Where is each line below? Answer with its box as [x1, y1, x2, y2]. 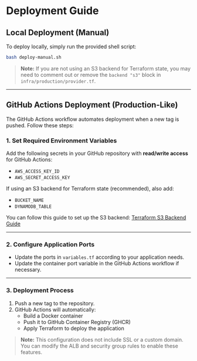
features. [20, 348, 43, 356]
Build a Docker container [23, 312, 83, 319]
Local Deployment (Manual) [6, 28, 110, 38]
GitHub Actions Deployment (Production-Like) [6, 100, 178, 110]
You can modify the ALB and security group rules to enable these [20, 342, 179, 349]
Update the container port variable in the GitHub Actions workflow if [14, 260, 179, 267]
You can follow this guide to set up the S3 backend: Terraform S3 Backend [6, 214, 186, 221]
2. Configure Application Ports [6, 240, 95, 248]
